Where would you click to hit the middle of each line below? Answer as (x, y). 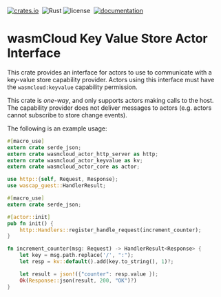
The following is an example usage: (57, 128)
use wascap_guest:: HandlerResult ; (57, 186)
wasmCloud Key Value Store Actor (107, 39)
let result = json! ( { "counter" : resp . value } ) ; (89, 274)
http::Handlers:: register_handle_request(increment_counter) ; (110, 230)
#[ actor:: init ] (29, 217)
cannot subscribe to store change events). (67, 115)
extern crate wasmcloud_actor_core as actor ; (73, 167)
